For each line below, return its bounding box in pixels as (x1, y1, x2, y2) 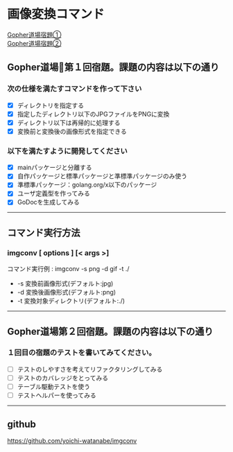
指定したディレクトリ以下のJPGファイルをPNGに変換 (17, 110, 170, 118)
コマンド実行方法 (7, 227, 80, 238)
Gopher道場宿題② (7, 39, 62, 47)
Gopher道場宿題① (7, 31, 62, 39)
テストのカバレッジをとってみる (17, 374, 109, 382)
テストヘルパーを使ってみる (17, 391, 97, 399)
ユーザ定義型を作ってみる (17, 189, 90, 198)
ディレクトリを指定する (17, 101, 85, 110)
